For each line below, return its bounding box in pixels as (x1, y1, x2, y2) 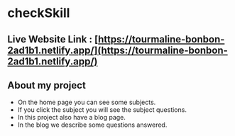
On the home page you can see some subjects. (17, 98, 156, 107)
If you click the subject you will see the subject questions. (17, 106, 187, 114)
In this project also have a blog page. (17, 113, 126, 122)
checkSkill (7, 5, 70, 21)
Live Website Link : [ (7, 33, 99, 45)
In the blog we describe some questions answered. (17, 120, 168, 129)
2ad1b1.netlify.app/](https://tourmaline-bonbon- (7, 44, 229, 56)
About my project (7, 79, 87, 91)
